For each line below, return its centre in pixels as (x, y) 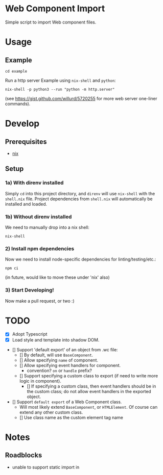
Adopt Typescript (30, 334)
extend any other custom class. (51, 412)
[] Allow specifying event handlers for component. (70, 365)
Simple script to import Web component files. (51, 22)
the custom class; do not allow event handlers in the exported (89, 391)
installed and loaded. (26, 204)
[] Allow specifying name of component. (59, 360)
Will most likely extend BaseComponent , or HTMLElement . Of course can (88, 407)
